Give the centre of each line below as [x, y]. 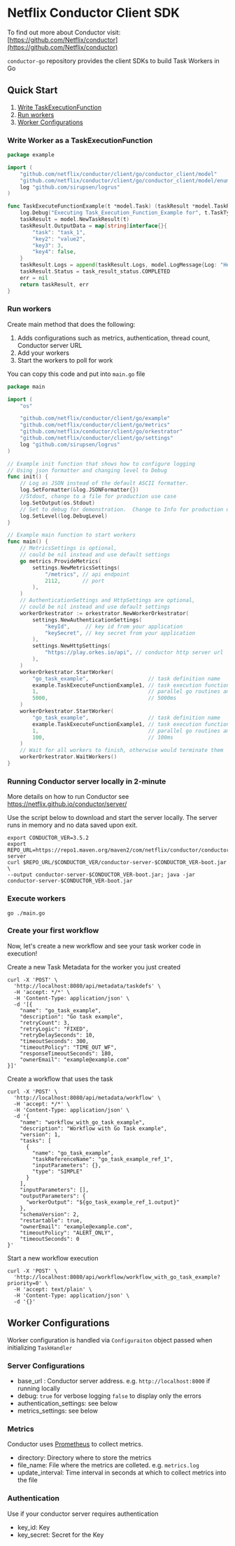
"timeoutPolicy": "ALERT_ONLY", [67, 1232]
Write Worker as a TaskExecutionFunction [80, 140]
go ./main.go [26, 913]
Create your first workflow [53, 931]
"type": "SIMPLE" [57, 1171]
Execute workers [37, 899]
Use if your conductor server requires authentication [83, 1514]
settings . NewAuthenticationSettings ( [87, 620]
